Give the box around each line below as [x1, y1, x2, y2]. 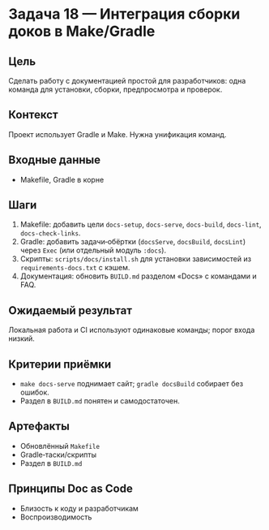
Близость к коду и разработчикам [19, 503, 139, 513]
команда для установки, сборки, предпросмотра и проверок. [8, 84, 223, 94]
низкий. [8, 334, 35, 343]
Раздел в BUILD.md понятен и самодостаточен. [19, 396, 180, 406]
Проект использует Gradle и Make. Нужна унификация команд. [8, 129, 227, 139]
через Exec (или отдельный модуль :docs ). [19, 245, 167, 256]
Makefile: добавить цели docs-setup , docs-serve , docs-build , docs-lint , [19, 220, 262, 230]
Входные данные [8, 153, 101, 167]
